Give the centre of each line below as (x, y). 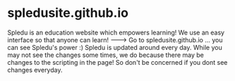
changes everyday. (35, 70)
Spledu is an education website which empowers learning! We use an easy (116, 32)
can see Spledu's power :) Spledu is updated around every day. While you (115, 47)
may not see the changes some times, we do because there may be (106, 55)
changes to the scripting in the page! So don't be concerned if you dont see (117, 62)
